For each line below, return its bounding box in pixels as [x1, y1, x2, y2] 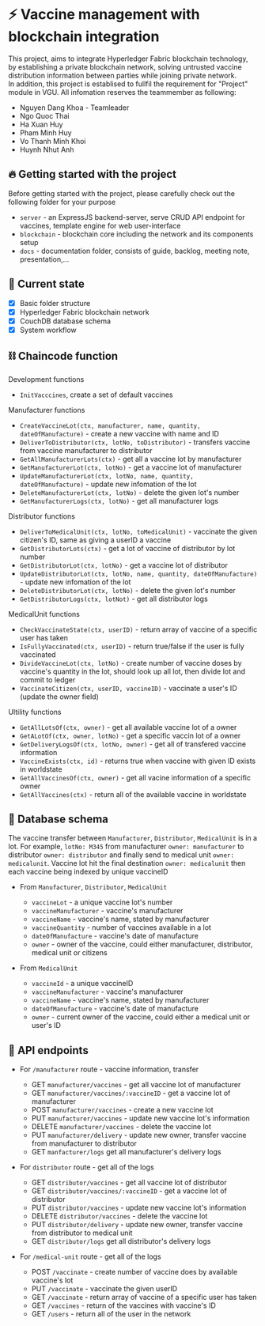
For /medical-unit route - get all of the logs [19, 1252, 161, 1261]
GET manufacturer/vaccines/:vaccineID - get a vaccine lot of [31, 1088, 231, 1098]
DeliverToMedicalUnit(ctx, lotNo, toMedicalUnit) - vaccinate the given [19, 527, 258, 536]
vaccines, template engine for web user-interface [19, 221, 181, 230]
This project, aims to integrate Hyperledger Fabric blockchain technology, [8, 54, 248, 63]
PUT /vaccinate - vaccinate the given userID [31, 1284, 178, 1294]
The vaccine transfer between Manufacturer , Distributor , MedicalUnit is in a [8, 833, 258, 843]
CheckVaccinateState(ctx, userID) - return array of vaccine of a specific [19, 625, 258, 634]
